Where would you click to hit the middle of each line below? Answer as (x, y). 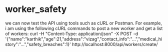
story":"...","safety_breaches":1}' (38, 44)
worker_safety (36, 9)
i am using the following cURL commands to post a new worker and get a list (84, 28)
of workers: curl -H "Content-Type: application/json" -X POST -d (72, 33)
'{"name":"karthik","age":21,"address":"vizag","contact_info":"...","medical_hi (84, 39)
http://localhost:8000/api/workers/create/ (115, 44)
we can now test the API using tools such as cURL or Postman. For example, (84, 23)
